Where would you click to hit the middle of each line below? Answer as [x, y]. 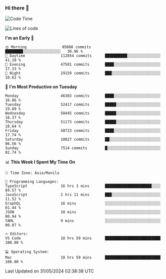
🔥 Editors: [17, 234]
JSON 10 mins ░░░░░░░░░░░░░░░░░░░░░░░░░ [83, 212]
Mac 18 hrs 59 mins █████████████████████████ [83, 258]
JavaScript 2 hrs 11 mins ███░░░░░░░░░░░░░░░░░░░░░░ [83, 195]
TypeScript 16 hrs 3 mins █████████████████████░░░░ [83, 186]
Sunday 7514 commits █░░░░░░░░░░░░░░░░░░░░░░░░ [83, 148]
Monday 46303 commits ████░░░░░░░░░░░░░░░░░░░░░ [83, 96]
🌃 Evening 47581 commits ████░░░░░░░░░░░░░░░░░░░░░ [83, 65]
